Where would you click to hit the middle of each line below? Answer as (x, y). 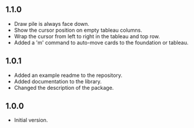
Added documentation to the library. (58, 81)
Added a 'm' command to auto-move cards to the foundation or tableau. (101, 42)
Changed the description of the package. (64, 87)
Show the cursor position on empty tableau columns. (78, 30)
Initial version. (31, 120)
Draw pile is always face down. (51, 23)
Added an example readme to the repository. (68, 75)
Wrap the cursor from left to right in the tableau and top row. (87, 36)
